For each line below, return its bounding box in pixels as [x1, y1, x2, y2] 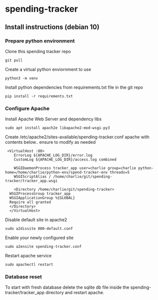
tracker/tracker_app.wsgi [5, 179, 58, 184]
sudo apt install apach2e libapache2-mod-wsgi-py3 [5, 126, 110, 131]
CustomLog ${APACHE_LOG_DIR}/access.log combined [14, 157, 117, 162]
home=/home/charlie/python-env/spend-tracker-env [5, 170, 108, 175]
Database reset [5, 274, 42, 281]
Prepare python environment [5, 37, 75, 44]
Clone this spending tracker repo [5, 48, 71, 54]
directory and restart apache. [45, 290, 104, 296]
